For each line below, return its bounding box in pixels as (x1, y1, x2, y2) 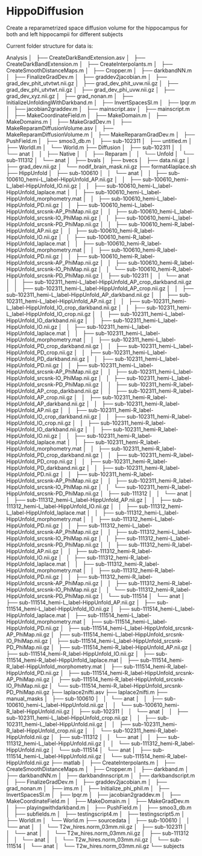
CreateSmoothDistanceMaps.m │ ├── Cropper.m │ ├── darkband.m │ (6, 765, 189, 773)
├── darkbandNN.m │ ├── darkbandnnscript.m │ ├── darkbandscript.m (6, 772, 195, 779)
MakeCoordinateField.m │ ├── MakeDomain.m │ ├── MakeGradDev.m (6, 797, 190, 805)
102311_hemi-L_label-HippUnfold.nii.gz (6, 720, 103, 728)
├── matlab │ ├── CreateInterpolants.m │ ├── (51, 759, 175, 766)
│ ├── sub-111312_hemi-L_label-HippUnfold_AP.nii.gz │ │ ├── (6, 496, 171, 503)
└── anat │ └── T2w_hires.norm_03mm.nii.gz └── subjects (30, 842, 185, 849)
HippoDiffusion (6, 4, 84, 18)
